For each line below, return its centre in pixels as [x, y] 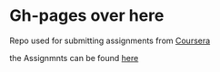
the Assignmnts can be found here [74, 58]
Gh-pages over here [87, 16]
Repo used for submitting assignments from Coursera [110, 40]
